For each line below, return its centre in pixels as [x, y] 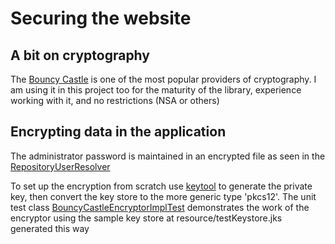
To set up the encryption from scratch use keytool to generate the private [161, 186]
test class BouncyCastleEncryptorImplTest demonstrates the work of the [160, 207]
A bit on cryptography [80, 55]
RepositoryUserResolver [60, 166]
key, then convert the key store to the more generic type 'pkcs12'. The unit [163, 196]
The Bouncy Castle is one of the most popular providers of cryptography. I [163, 79]
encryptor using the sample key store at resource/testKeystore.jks [146, 218]
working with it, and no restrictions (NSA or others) [115, 100]
